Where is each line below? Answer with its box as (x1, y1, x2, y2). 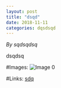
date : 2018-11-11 (6, 19, 48, 25)
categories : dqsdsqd (6, 25, 56, 31)
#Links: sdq (6, 75, 34, 82)
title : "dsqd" (6, 14, 41, 20)
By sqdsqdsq (6, 41, 38, 48)
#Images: (6, 64, 28, 71)
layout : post (6, 8, 38, 15)
